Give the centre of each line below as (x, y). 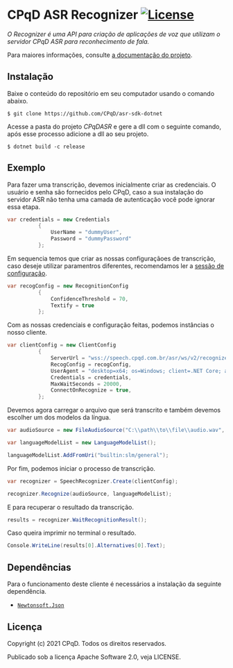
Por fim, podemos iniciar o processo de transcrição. (81, 468)
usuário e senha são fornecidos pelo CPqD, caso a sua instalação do (105, 192)
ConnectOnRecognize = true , (91, 390)
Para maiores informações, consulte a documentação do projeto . (100, 55)
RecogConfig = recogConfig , (91, 365)
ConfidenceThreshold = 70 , (90, 299)
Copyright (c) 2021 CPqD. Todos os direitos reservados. (87, 643)
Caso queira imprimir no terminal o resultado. (72, 533)
